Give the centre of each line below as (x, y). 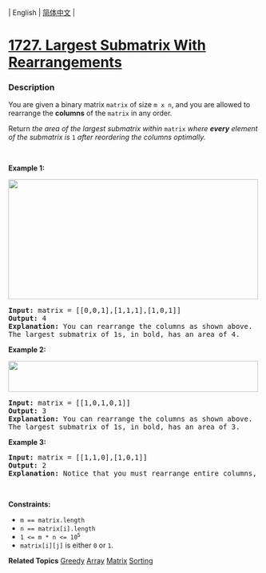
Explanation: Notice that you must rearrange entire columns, (133, 474)
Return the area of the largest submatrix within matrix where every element (133, 129)
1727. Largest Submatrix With (107, 45)
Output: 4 (27, 319)
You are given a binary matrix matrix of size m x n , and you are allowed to (129, 105)
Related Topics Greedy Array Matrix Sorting (81, 561)
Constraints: (30, 504)
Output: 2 (27, 466)
